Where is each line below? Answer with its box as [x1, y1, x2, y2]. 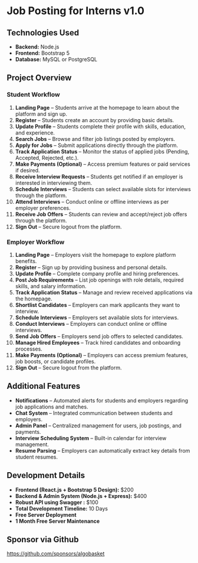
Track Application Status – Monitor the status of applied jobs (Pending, [15, 148, 190, 155]
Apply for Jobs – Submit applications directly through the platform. [15, 142, 179, 149]
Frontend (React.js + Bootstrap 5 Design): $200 [15, 486, 134, 493]
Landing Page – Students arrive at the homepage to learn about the [15, 104, 179, 111]
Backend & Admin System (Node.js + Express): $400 [15, 492, 147, 499]
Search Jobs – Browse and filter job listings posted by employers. [15, 135, 176, 142]
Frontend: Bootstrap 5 [15, 50, 70, 57]
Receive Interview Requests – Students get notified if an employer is [15, 173, 183, 180]
